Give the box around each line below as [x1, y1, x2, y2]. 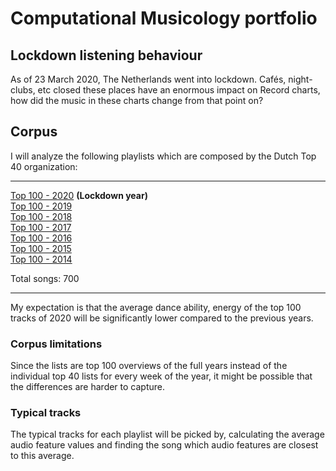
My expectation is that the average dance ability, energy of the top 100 [10, 301, 302, 313]
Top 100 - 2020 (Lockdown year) [10, 189, 148, 201]
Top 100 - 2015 [10, 242, 72, 254]
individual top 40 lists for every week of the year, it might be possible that [10, 370, 313, 382]
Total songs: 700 [10, 272, 80, 284]
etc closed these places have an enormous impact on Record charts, [37, 84, 321, 96]
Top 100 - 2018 [10, 210, 73, 222]
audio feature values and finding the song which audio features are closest [10, 439, 319, 451]
